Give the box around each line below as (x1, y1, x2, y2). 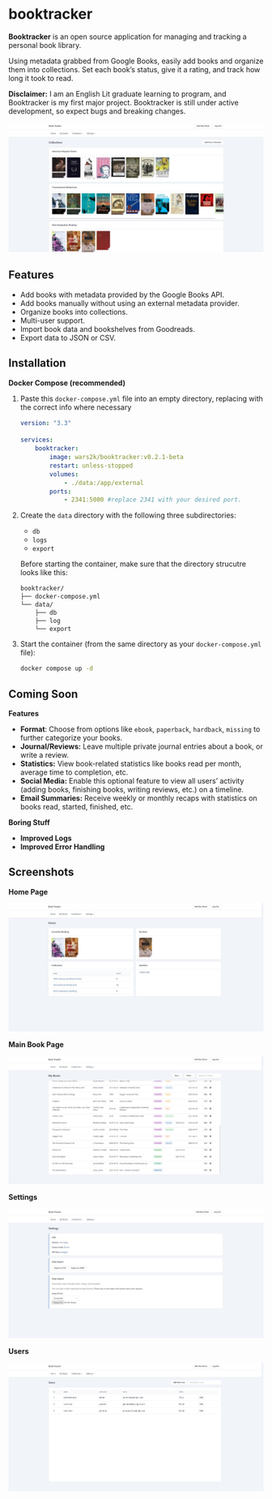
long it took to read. (8, 73, 74, 83)
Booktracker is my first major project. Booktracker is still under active (8, 97, 239, 107)
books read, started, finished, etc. (19, 801, 134, 811)
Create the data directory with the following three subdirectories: (19, 510, 236, 520)
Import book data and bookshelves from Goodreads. (19, 324, 196, 333)
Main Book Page (8, 1039, 65, 1049)
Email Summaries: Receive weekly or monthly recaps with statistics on (19, 792, 257, 803)
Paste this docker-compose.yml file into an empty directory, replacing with (19, 393, 263, 403)
